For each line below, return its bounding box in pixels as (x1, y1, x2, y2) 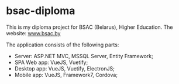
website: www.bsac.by (6, 29, 61, 36)
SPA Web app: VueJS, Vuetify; (14, 59, 88, 66)
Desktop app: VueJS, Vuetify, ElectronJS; (14, 65, 115, 72)
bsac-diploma (6, 4, 75, 18)
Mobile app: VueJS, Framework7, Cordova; (14, 71, 118, 78)
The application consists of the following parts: (6, 41, 119, 48)
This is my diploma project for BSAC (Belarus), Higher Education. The (6, 23, 174, 31)
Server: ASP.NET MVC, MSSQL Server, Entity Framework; (14, 52, 153, 59)
